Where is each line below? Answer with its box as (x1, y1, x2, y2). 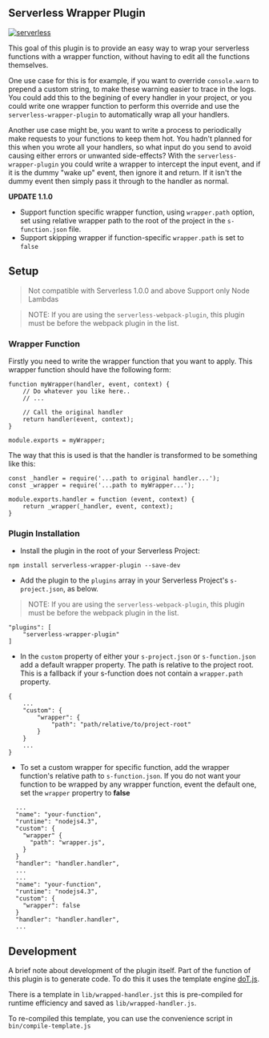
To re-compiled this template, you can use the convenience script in (8, 1014, 233, 1024)
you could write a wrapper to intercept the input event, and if (60, 159, 261, 169)
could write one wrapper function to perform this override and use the (8, 101, 240, 110)
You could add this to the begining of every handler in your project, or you (8, 92, 252, 102)
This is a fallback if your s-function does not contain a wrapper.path (19, 668, 243, 679)
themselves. (8, 60, 49, 70)
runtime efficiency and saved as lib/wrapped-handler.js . (8, 998, 197, 1008)
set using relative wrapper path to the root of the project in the (19, 215, 226, 225)
